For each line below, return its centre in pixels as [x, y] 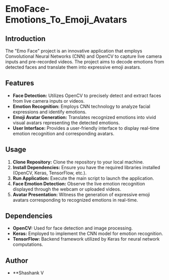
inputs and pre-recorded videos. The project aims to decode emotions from [85, 62]
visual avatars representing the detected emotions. [66, 123]
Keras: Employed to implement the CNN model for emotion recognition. [88, 234]
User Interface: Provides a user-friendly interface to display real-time [86, 128]
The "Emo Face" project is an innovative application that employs [74, 51]
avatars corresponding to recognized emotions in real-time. [75, 200]
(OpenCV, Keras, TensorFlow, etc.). [50, 173]
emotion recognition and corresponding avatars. [64, 133]
